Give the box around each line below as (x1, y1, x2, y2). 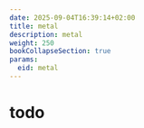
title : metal (9, 22, 59, 31)
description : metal (9, 30, 83, 39)
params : (9, 55, 39, 64)
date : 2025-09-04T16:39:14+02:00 (9, 13, 136, 23)
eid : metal (17, 64, 59, 73)
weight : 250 (9, 38, 54, 48)
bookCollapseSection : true (9, 47, 111, 56)
